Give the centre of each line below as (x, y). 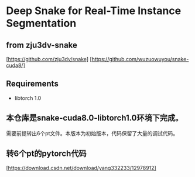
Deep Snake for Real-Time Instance (94, 11)
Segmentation (41, 23)
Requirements (32, 84)
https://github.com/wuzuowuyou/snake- (140, 59)
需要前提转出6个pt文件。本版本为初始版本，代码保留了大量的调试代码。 (92, 133)
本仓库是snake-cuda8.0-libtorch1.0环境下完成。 (95, 118)
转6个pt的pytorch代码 (46, 154)
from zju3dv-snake (42, 45)
